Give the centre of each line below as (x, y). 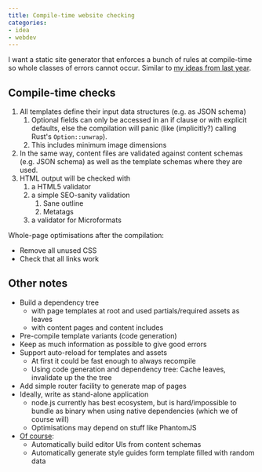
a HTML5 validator (61, 187)
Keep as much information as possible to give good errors (113, 344)
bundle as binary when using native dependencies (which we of (135, 411)
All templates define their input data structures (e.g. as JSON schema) (133, 112)
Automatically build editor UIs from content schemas (116, 444)
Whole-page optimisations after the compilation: (86, 236)
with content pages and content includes (97, 327)
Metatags (58, 212)
